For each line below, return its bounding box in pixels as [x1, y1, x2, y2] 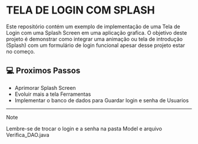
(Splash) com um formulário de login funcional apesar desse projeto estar [6, 42, 186, 49]
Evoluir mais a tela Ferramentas [14, 91, 91, 98]
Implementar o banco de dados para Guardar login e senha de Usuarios [14, 96, 189, 103]
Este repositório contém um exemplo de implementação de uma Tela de [6, 23, 181, 30]
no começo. [6, 48, 35, 55]
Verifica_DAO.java [6, 131, 49, 138]
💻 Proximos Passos [6, 66, 81, 76]
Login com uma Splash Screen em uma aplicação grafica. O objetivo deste [6, 29, 187, 36]
